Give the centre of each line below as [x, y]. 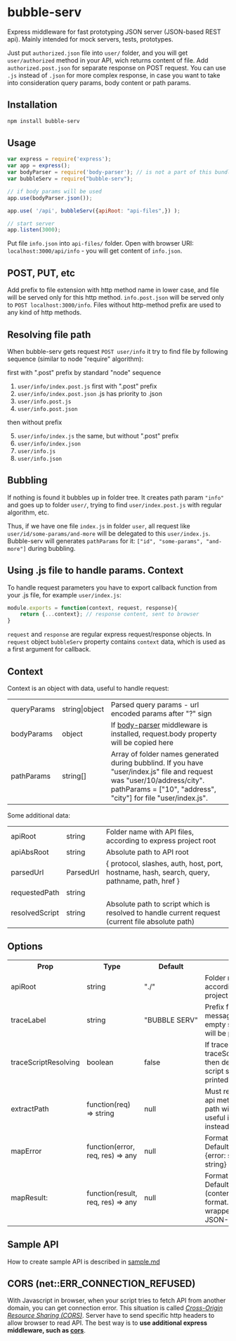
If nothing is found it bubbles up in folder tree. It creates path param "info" [116, 497]
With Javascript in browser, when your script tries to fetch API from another [117, 1301]
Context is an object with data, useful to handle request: [88, 688]
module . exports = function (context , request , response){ [92, 608]
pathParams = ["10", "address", [163, 789]
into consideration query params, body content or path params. [99, 82]
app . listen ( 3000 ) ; [34, 230]
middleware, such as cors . [46, 1330]
